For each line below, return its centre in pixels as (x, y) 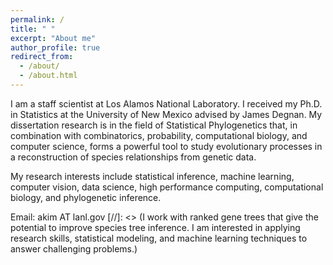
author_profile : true (55, 47)
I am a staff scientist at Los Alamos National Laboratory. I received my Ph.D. (166, 103)
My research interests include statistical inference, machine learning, (152, 176)
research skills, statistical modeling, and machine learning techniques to (159, 238)
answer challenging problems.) (74, 248)
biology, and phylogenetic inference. (86, 197)
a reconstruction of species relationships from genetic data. (133, 157)
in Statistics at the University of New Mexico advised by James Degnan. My (166, 114)
